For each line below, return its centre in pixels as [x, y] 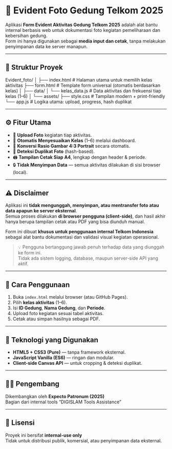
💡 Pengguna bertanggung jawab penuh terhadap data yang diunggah [91, 247]
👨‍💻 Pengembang [33, 384]
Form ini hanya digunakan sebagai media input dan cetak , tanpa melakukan [85, 41]
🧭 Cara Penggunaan [38, 285]
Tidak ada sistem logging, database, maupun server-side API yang [88, 258]
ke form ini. [30, 253]
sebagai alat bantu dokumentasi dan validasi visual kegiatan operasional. [82, 237]
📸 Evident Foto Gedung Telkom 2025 [84, 11]
